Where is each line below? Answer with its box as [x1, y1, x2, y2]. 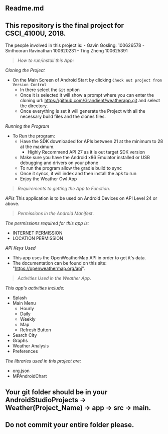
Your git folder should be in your [5, 388, 108, 396]
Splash [12, 295, 27, 301]
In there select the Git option [20, 87, 80, 93]
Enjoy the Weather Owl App [20, 176, 77, 182]
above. [5, 201, 20, 207]
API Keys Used [5, 245, 36, 251]
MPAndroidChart [12, 373, 47, 379]
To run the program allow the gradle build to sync [20, 165, 122, 171]
